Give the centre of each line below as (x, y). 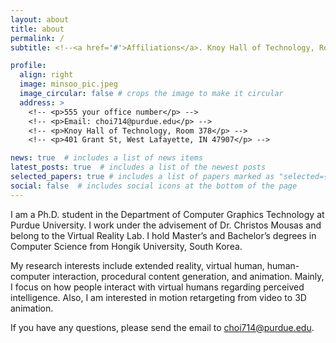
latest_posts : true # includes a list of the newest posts (138, 167)
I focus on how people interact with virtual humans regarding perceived (157, 287)
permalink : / (37, 38)
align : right (46, 75)
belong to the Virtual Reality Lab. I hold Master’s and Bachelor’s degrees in (163, 235)
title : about (37, 29)
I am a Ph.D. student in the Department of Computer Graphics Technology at (167, 214)
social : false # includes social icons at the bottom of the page (154, 186)
